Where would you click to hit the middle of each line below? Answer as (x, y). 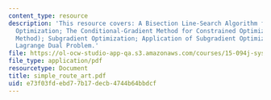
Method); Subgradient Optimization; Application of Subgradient (126, 38)
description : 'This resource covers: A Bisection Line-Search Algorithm (133, 23)
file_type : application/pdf (56, 61)
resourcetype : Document (48, 69)
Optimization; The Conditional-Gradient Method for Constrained (126, 31)
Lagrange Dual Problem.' (57, 46)
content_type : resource (48, 16)
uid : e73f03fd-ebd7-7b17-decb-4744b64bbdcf (83, 83)
